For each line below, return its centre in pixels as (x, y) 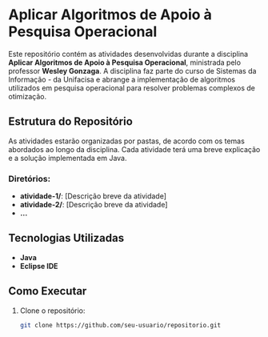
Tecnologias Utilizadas (66, 238)
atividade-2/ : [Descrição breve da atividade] (94, 205)
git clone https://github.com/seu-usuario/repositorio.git (120, 325)
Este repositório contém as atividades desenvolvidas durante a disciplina (128, 54)
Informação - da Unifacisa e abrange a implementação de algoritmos (122, 79)
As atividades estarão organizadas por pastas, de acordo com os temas (127, 141)
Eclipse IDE (39, 266)
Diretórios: (29, 179)
